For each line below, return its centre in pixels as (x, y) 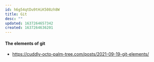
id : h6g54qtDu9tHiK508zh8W (32, 10)
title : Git (16, 14)
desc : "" (14, 19)
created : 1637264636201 (29, 28)
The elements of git (25, 43)
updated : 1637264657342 (29, 23)
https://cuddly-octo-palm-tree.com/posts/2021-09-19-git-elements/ (81, 54)
